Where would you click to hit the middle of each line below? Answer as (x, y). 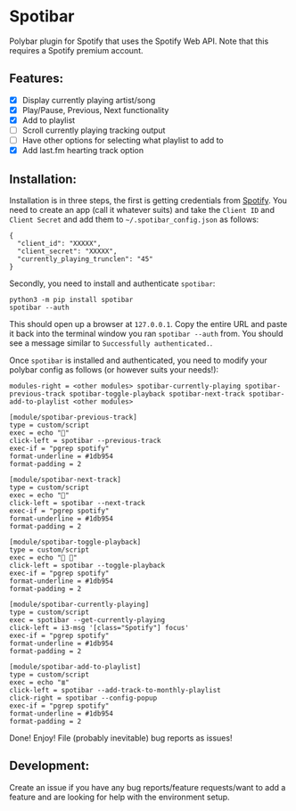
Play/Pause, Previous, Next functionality (95, 110)
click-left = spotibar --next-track (77, 503)
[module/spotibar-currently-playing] (79, 604)
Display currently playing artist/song (89, 100)
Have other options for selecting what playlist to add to (123, 140)
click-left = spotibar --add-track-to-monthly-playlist (115, 690)
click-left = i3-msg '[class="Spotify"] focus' (99, 627)
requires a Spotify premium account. (76, 50)
